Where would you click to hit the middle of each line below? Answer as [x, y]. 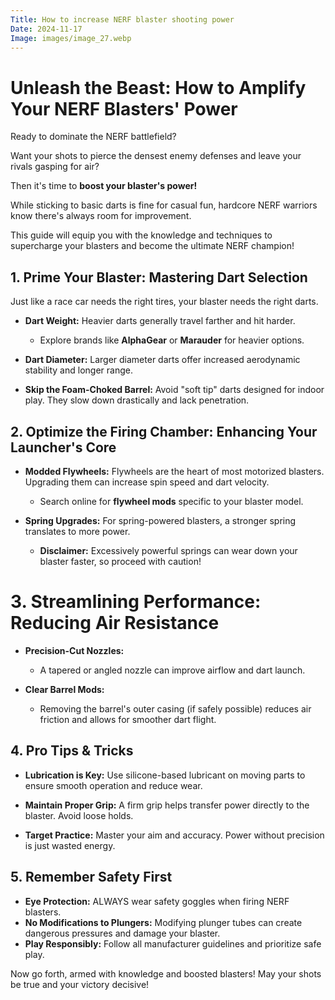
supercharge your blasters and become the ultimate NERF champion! [152, 246]
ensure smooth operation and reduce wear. [113, 785]
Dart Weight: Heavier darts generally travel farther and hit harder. [160, 321]
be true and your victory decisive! [80, 984]
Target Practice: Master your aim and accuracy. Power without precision [174, 835]
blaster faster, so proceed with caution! [120, 561]
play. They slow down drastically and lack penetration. [137, 400]
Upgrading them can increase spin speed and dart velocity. [147, 482]
